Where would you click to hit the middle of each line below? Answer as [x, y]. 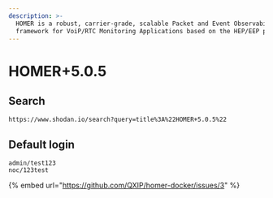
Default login [42, 144]
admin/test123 [32, 163]
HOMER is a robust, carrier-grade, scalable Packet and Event [123, 24]
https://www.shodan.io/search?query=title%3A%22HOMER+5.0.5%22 [118, 120]
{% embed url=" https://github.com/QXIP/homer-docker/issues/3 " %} [124, 185]
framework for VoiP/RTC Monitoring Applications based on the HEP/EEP [138, 31]
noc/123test [28, 170]
